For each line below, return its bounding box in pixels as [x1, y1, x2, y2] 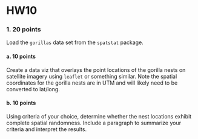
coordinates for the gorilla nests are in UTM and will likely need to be [6, 79, 178, 86]
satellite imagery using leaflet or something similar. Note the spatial [6, 73, 177, 80]
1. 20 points [6, 25, 41, 34]
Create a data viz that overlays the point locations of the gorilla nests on [6, 66, 186, 73]
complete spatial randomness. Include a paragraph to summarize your [6, 119, 182, 126]
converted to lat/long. [6, 85, 61, 92]
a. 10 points [6, 53, 36, 60]
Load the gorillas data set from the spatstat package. [6, 39, 144, 46]
